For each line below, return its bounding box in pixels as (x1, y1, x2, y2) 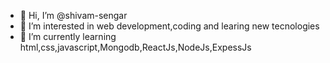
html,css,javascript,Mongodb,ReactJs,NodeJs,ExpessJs (19, 41, 252, 53)
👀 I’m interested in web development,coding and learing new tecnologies (19, 20, 320, 32)
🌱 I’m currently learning (19, 31, 117, 42)
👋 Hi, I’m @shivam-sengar (19, 10, 128, 21)
